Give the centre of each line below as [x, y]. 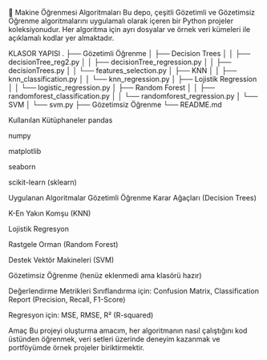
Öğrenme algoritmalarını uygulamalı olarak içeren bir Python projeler [121, 21]
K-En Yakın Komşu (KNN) [50, 213]
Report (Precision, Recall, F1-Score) [67, 299]
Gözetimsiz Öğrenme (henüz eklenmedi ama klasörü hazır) [105, 275]
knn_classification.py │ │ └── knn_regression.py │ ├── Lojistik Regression [133, 79]
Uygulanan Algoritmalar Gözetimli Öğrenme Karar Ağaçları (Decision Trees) [132, 198]
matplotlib [25, 151]
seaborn [22, 167]
